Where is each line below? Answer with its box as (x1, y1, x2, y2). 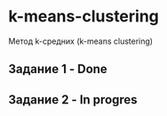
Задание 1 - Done (8, 62, 107, 77)
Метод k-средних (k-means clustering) (8, 36, 153, 46)
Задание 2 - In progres (8, 92, 139, 107)
